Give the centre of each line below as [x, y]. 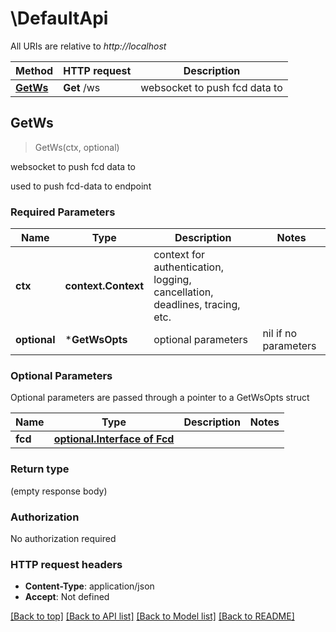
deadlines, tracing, [197, 305]
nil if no [280, 334]
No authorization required [63, 538]
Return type [40, 469]
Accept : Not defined [67, 597]
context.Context [104, 286]
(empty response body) [59, 491]
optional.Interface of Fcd [114, 439]
